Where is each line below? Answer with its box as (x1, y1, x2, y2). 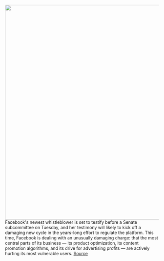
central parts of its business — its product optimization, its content (5, 240, 139, 246)
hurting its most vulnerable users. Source (5, 251, 88, 256)
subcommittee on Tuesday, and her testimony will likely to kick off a (5, 225, 142, 230)
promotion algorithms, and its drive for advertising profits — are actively (5, 245, 150, 251)
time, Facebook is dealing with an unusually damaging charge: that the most (5, 235, 159, 240)
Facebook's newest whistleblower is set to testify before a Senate (5, 219, 138, 225)
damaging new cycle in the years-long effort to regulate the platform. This (5, 230, 154, 235)
